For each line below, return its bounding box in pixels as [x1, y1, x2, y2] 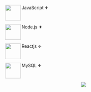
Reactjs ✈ [21, 43, 42, 49]
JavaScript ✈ [21, 5, 49, 10]
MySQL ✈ [21, 63, 42, 68]
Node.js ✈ [21, 24, 43, 30]
